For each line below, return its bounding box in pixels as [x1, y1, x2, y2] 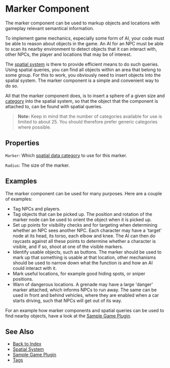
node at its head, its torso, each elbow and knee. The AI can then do [12, 232, 156, 239]
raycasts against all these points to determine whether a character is [12, 238, 156, 244]
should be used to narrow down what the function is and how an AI [12, 260, 153, 266]
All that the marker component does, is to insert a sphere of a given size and [5, 93, 165, 99]
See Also [5, 327, 34, 336]
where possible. [17, 124, 52, 130]
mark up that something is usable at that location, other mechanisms [12, 254, 156, 260]
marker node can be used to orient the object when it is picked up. [12, 217, 152, 223]
